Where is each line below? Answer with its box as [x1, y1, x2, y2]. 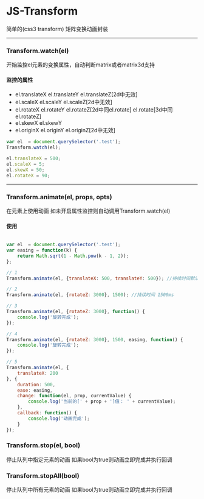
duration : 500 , [17, 381, 56, 388]
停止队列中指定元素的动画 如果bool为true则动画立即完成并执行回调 [6, 456, 172, 463]
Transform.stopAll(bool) [6, 471, 80, 480]
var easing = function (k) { [6, 247, 78, 253]
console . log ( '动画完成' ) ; [28, 416, 90, 422]
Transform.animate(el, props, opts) [6, 193, 112, 201]
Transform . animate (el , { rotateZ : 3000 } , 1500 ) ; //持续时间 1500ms [6, 292, 174, 298]
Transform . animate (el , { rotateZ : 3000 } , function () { [6, 309, 146, 315]
